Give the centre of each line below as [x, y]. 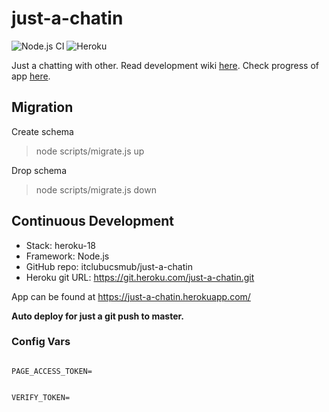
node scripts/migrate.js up [90, 151]
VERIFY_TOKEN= [41, 397]
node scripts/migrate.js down [96, 189]
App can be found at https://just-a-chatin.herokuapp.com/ [131, 296]
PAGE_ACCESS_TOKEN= [52, 371]
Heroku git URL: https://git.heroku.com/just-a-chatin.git [140, 277]
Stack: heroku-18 [61, 245]
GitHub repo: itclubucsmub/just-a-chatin [109, 266]
